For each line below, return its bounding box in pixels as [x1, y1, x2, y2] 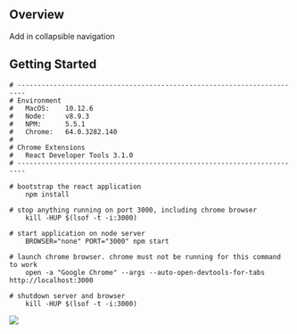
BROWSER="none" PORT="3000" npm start [25, 237, 169, 246]
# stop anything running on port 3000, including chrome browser [9, 205, 257, 214]
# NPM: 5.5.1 [9, 120, 87, 129]
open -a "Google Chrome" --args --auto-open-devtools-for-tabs [25, 268, 266, 277]
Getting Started [9, 57, 97, 72]
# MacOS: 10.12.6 [9, 104, 94, 113]
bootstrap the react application [17, 182, 142, 191]
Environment [17, 96, 62, 105]
